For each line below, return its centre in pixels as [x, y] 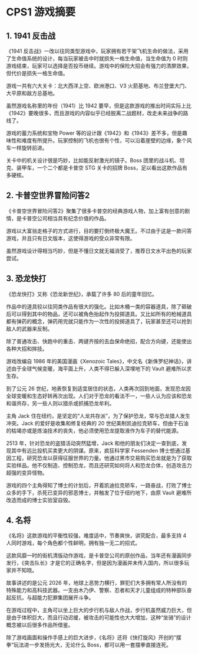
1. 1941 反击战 [31, 36]
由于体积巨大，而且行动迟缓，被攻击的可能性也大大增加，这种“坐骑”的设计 [101, 617]
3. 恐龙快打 [26, 279]
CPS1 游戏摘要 [41, 12]
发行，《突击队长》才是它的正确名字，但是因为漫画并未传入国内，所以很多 [95, 563]
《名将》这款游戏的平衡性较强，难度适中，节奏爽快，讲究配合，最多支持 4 [96, 536]
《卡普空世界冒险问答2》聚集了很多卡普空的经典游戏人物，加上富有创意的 [95, 211]
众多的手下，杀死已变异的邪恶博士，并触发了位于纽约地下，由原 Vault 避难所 [99, 492]
